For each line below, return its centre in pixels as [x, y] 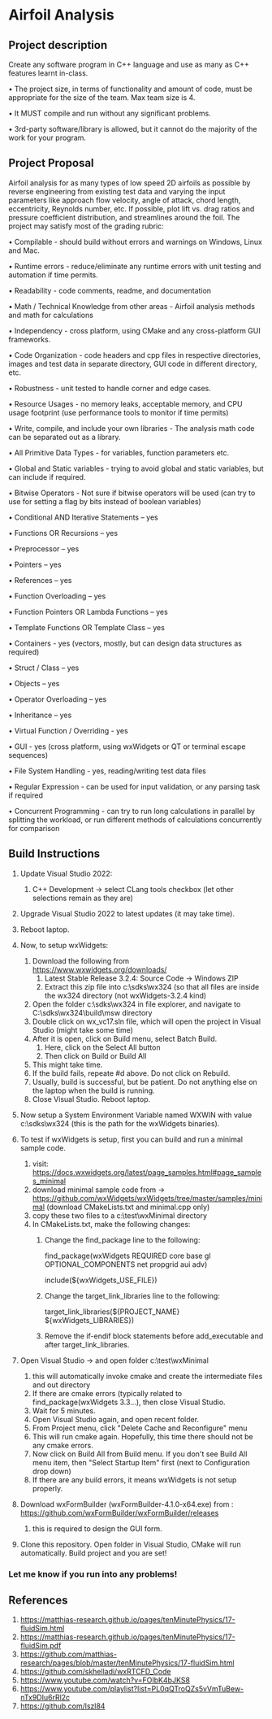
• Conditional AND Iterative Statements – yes [83, 517]
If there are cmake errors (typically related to [107, 1393]
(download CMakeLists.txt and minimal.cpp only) [128, 1207]
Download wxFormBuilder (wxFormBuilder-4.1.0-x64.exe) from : [127, 1504]
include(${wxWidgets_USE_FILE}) [101, 1280]
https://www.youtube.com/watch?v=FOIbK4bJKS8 [105, 1680]
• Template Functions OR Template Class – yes [86, 627]
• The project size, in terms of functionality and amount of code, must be [131, 89]
